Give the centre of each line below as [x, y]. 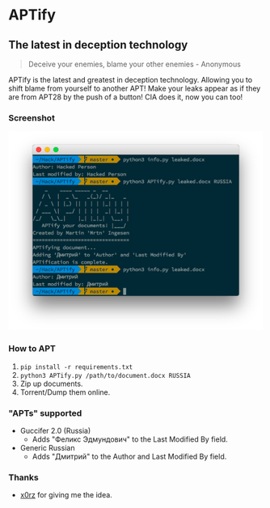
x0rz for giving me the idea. [66, 495]
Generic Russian [47, 447]
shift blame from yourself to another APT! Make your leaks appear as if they [135, 88]
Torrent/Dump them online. [65, 392]
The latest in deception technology [98, 45]
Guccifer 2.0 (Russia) [55, 430]
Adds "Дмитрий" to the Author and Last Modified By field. [129, 456]
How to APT [32, 349]
